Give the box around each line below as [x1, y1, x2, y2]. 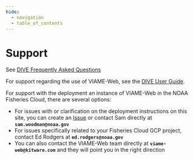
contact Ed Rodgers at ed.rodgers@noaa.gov [14, 134, 124, 141]
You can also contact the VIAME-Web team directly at [14, 140, 149, 147]
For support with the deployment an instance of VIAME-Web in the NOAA [5, 89, 189, 97]
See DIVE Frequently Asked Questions [5, 66, 101, 73]
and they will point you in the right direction [56, 146, 165, 154]
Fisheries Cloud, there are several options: [5, 96, 112, 103]
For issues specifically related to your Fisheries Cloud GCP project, [14, 127, 182, 134]
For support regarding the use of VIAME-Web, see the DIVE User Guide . [5, 78, 186, 85]
